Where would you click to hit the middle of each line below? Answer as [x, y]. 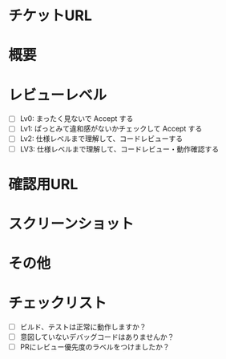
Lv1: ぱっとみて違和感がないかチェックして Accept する [111, 129]
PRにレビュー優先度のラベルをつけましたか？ [95, 347]
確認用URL [43, 184]
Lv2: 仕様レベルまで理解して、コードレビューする [101, 139]
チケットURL [50, 16]
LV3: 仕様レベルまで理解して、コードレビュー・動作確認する [119, 149]
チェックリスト [58, 303]
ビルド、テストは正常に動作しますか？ [83, 327]
